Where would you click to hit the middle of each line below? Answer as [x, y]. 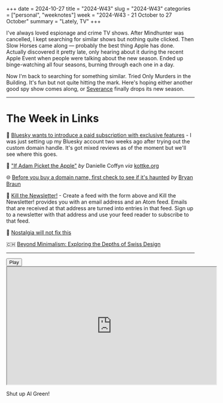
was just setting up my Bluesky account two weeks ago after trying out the [98, 141]
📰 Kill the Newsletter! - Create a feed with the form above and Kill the [91, 195]
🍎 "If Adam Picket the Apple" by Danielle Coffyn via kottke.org [83, 165]
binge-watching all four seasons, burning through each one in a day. [91, 64]
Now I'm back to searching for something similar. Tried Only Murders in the [99, 76]
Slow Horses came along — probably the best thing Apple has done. [90, 45]
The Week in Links [53, 119]
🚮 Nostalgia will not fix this [39, 232]
